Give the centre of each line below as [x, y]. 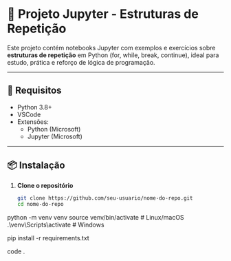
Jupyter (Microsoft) [55, 136]
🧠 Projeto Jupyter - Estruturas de [103, 14]
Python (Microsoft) [54, 129]
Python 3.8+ [35, 107]
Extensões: [33, 122]
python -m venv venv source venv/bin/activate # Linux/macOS [96, 218]
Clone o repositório [45, 185]
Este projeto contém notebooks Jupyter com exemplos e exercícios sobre [111, 48]
